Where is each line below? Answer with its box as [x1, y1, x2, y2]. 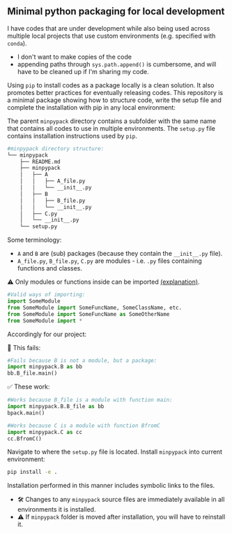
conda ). [7, 38, 27, 48]
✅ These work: [7, 382, 50, 391]
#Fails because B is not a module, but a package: [7, 356, 157, 364]
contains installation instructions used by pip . [7, 131, 138, 140]
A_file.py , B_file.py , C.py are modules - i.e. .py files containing [17, 257, 202, 265]
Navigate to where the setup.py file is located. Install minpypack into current [7, 447, 223, 456]
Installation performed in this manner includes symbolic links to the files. [7, 482, 215, 490]
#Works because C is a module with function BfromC [7, 422, 160, 429]
